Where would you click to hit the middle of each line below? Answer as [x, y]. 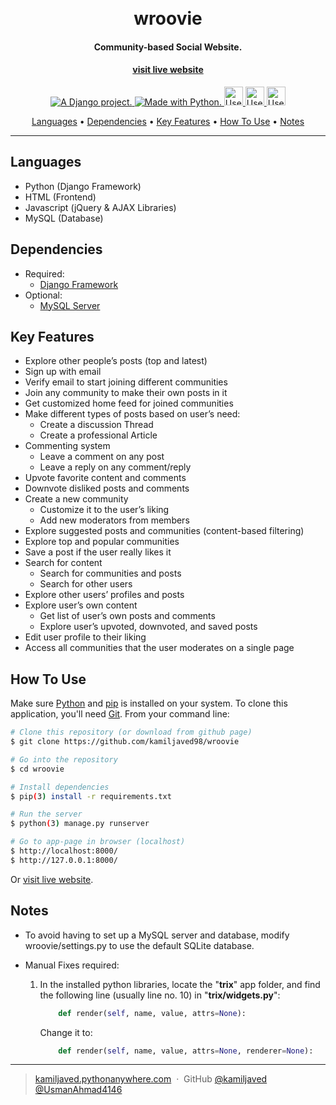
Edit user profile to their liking [85, 637]
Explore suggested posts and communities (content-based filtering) [164, 531]
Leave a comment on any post [102, 457]
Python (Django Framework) [83, 186]
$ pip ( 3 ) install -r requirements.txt [91, 796]
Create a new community [76, 499]
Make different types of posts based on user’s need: [132, 414]
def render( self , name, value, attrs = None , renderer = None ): [186, 1051]
